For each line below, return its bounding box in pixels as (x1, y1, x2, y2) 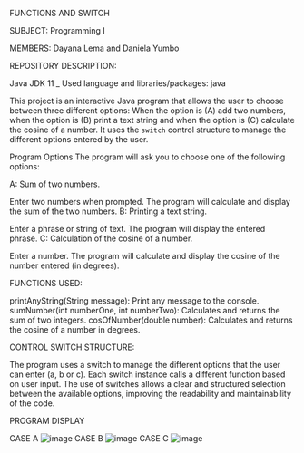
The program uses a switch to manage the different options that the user (9, 360, 281, 370)
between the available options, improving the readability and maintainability (9, 389, 292, 399)
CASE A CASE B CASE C (9, 433, 170, 443)
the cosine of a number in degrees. (9, 324, 141, 334)
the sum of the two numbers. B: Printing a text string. (9, 206, 207, 217)
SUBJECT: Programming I (9, 25, 106, 35)
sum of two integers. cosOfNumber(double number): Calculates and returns (9, 314, 293, 325)
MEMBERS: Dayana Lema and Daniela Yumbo (9, 43, 180, 53)
